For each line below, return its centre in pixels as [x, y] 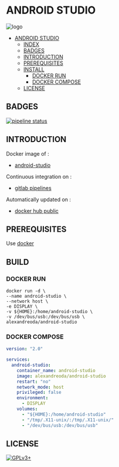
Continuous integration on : [39, 176]
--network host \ [27, 301]
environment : [33, 398]
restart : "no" [34, 382]
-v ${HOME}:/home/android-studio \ [50, 312]
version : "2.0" [25, 349]
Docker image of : [28, 153]
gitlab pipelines [33, 188]
